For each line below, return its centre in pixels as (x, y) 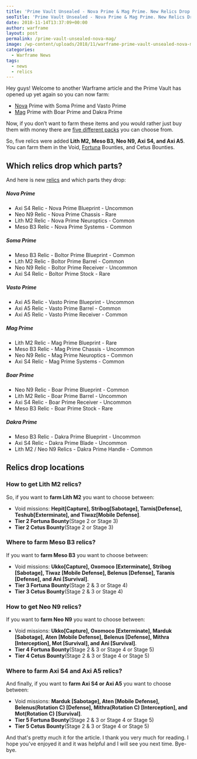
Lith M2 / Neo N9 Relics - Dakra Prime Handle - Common (84, 449)
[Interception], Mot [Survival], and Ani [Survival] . (75, 643)
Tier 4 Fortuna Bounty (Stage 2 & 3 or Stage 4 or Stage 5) (84, 650)
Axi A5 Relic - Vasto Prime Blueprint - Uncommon (74, 302)
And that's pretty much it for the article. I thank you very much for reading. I (97, 738)
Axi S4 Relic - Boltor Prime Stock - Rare (62, 274)
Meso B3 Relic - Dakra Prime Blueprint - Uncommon (77, 436)
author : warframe (27, 28)
